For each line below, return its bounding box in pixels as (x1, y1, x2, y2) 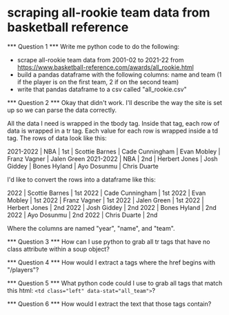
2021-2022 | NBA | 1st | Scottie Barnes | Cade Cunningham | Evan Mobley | (7, 147, 221, 155)
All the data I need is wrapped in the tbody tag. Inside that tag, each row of (7, 119, 220, 127)
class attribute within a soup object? (7, 245, 110, 253)
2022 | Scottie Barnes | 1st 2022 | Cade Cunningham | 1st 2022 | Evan (7, 189, 206, 197)
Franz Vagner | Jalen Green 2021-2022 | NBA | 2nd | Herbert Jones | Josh (7, 154, 219, 163)
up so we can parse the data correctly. (7, 106, 117, 114)
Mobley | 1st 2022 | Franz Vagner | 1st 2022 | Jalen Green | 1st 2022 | (7, 195, 204, 204)
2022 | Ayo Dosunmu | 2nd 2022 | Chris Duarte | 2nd (7, 211, 158, 219)
